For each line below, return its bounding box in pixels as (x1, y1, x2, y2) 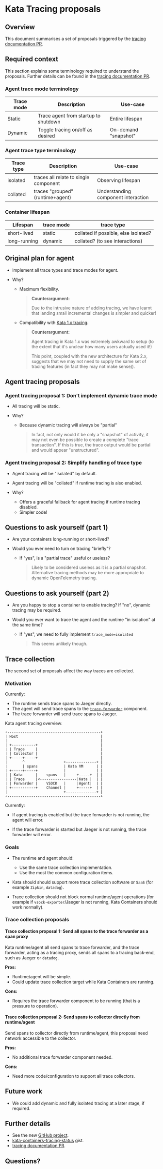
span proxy (5, 933, 29, 940)
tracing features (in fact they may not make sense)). (31, 363, 135, 369)
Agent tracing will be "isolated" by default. (12, 470, 97, 476)
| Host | (5, 734, 103, 739)
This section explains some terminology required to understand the (5, 68, 139, 74)
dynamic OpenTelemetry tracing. (31, 575, 97, 581)
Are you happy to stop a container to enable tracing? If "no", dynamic (12, 602, 150, 608)
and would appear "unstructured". (31, 447, 99, 453)
